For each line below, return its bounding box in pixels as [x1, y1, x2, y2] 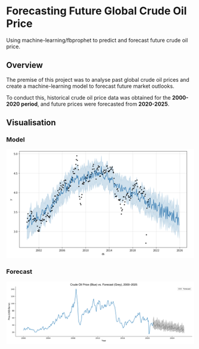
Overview [6, 60, 43, 70]
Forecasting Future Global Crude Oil [6, 4, 187, 18]
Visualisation [6, 118, 57, 128]
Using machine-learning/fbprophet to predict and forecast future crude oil [6, 36, 188, 44]
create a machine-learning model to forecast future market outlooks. [6, 82, 175, 89]
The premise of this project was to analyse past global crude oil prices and [6, 76, 189, 83]
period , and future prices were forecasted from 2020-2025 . [20, 100, 170, 107]
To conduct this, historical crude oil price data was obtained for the [6, 94, 171, 101]
